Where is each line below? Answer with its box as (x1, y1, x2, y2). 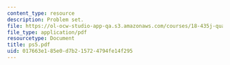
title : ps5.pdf (7, 41, 51, 48)
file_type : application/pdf (7, 28, 88, 36)
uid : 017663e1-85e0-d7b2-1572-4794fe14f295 (7, 48, 133, 55)
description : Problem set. (7, 16, 84, 23)
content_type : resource (7, 9, 75, 17)
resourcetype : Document (7, 35, 75, 42)
